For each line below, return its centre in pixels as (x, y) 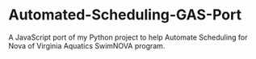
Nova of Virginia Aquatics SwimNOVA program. (87, 45)
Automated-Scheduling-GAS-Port (125, 15)
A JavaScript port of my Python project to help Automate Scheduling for (128, 37)
